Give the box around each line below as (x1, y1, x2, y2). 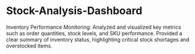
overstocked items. (6, 42, 53, 49)
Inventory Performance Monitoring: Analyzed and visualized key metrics (6, 23, 181, 31)
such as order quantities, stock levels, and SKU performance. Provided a (6, 29, 183, 36)
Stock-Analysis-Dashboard (6, 4, 143, 18)
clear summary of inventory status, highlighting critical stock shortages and (6, 36, 190, 43)
